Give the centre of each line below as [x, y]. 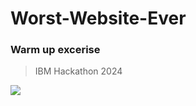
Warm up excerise [55, 50]
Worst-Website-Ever [98, 18]
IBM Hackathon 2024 [78, 71]
